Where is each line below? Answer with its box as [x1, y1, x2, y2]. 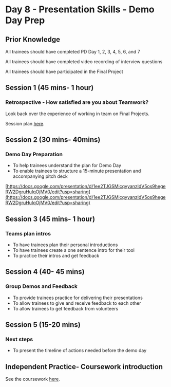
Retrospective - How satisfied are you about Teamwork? [5, 99, 149, 106]
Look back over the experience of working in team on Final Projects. [5, 110, 150, 117]
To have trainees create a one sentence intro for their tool [12, 247, 135, 253]
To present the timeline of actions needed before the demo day [12, 347, 147, 354]
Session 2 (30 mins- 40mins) [5, 135, 101, 144]
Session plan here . [5, 120, 45, 126]
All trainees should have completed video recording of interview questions [5, 59, 163, 65]
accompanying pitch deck [12, 173, 68, 179]
